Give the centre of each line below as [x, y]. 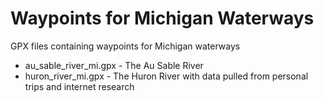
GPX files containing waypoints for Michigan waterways [125, 46]
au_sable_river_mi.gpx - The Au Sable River [114, 65]
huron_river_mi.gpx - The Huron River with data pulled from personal [166, 76]
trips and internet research [79, 86]
